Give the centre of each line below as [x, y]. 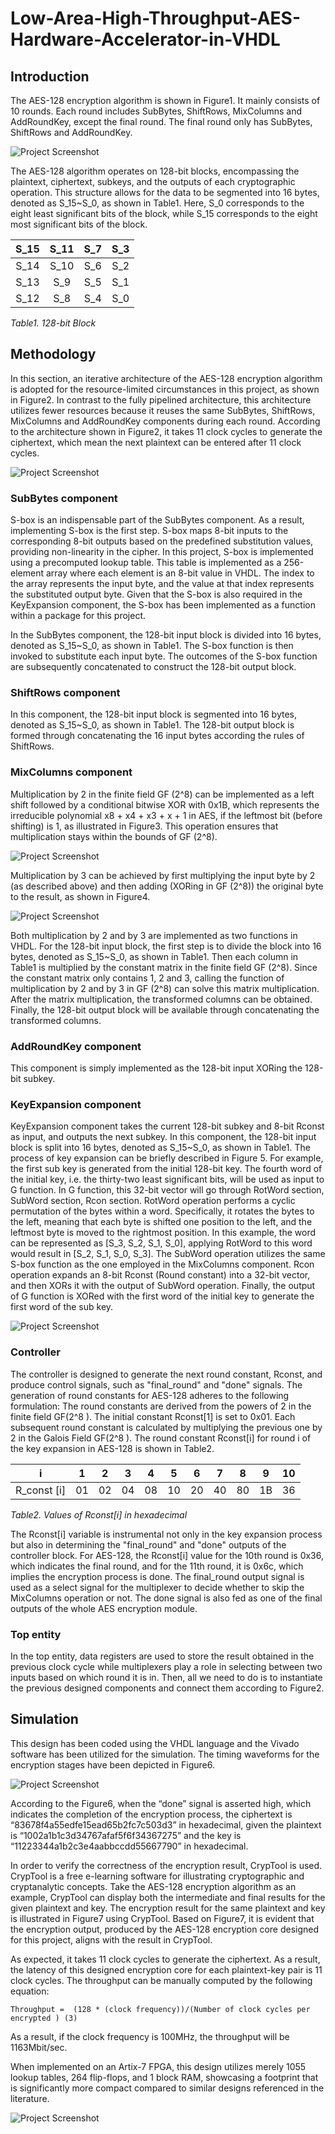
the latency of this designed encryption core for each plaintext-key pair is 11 [166, 1969]
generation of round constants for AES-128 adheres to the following [150, 1395]
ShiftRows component [65, 693]
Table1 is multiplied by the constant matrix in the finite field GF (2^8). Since [164, 967]
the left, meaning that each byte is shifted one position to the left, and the [161, 1222]
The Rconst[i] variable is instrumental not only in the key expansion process [166, 1534]
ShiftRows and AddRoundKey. [71, 132]
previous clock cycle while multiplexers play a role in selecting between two [166, 1666]
